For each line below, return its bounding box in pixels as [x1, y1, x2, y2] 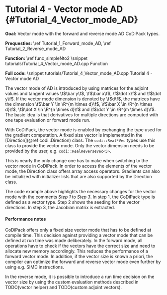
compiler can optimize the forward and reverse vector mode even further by [5, 259, 161, 265]
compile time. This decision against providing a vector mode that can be [5, 232, 153, 238]
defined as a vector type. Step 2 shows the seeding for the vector [5, 199, 140, 205]
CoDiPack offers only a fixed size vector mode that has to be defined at [5, 227, 152, 233]
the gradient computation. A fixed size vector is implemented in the [5, 132, 143, 138]
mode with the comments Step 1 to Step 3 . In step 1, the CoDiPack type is [5, 194, 155, 200]
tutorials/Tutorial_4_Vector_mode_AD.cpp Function [5, 60, 108, 66]
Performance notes [5, 216, 46, 222]
